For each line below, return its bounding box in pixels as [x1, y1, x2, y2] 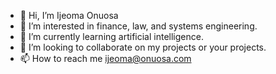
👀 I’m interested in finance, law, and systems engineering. [19, 20, 258, 32]
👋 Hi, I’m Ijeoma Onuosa [19, 10, 119, 21]
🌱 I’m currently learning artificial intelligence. [19, 31, 204, 42]
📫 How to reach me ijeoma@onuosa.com [19, 53, 192, 64]
